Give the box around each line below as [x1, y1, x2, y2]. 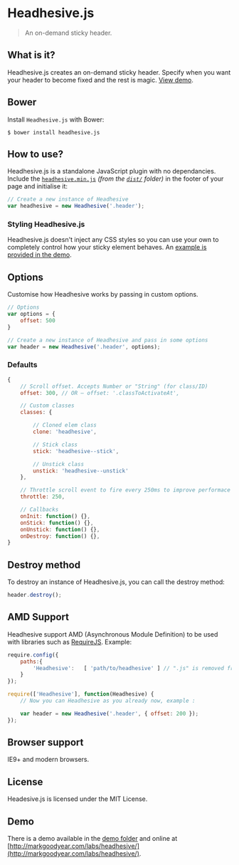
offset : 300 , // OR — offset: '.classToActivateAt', [20, 389, 180, 396]
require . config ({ [7, 651, 59, 659]
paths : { [20, 658, 43, 665]
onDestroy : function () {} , [20, 532, 100, 540]
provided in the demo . [7, 250, 73, 259]
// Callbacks [20, 506, 59, 514]
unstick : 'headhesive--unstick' [33, 467, 129, 474]
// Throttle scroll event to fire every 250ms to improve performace [20, 487, 231, 494]
